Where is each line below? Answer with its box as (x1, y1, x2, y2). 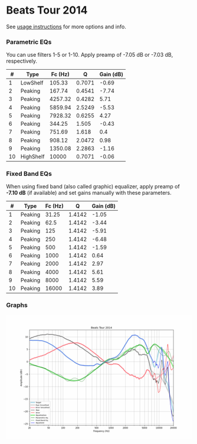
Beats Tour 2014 (6, 4, 88, 17)
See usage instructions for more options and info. (6, 23, 127, 30)
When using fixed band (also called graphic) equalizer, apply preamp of (6, 183, 180, 190)
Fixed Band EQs (6, 169, 52, 178)
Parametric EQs (6, 38, 52, 46)
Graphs (6, 301, 28, 309)
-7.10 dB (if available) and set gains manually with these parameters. (6, 190, 172, 197)
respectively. (6, 57, 37, 65)
